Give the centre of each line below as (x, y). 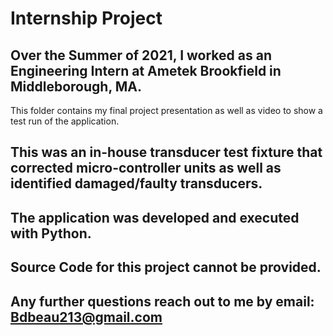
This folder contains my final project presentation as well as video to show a (166, 110)
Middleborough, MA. (76, 86)
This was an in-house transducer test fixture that (166, 152)
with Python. (51, 233)
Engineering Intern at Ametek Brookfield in (146, 70)
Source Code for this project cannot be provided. (166, 267)
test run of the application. (65, 121)
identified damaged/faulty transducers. (136, 183)
